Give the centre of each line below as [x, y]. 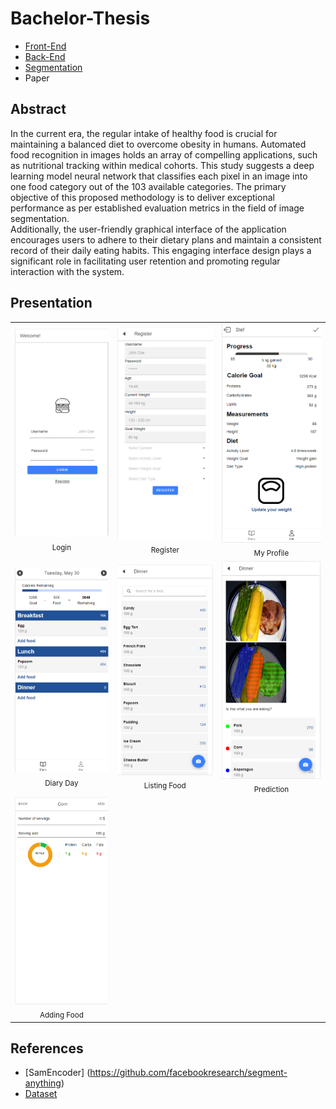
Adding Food [61, 1015]
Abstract [38, 109]
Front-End [45, 46]
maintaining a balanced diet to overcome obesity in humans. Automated [158, 144]
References [47, 1048]
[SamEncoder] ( [57, 1073]
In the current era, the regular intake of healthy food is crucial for [144, 133]
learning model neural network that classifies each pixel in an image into [159, 176]
